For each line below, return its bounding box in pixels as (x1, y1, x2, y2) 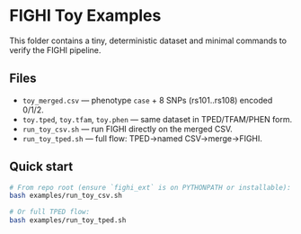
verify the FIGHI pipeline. (9, 44, 102, 55)
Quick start (9, 159, 74, 175)
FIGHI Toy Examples (9, 5, 162, 26)
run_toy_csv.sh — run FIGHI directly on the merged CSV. (22, 123, 234, 134)
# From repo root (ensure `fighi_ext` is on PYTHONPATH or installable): (9, 183, 292, 192)
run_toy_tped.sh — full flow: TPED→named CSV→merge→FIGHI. (22, 132, 263, 144)
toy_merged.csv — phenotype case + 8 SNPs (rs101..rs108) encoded (22, 94, 273, 105)
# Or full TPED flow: (9, 208, 91, 217)
